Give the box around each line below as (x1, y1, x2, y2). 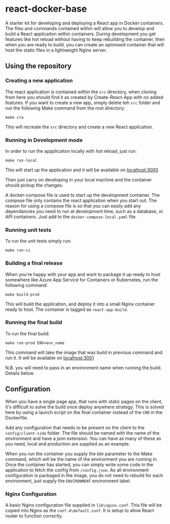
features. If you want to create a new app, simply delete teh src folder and (5, 99, 160, 106)
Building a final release (5, 259, 63, 267)
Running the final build (5, 319, 62, 326)
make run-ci (5, 248, 30, 253)
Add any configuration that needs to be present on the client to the (5, 424, 145, 431)
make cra (5, 115, 24, 120)
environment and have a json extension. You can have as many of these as (5, 435, 161, 441)
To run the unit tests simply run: (5, 238, 72, 244)
